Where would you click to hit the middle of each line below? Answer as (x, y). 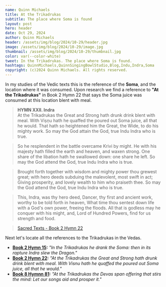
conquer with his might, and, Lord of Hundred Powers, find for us (84, 213)
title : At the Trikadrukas (33, 14)
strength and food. (36, 218)
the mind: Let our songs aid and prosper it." (57, 279)
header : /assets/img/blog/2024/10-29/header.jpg (56, 42)
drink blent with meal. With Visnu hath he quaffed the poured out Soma (85, 263)
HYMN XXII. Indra (36, 110)
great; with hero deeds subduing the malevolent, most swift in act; (85, 177)
